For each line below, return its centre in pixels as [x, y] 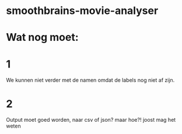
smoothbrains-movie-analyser [82, 11]
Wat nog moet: [42, 38]
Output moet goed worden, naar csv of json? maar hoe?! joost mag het [91, 120]
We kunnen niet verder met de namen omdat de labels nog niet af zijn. [90, 80]
